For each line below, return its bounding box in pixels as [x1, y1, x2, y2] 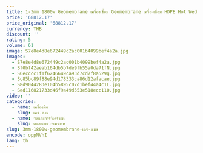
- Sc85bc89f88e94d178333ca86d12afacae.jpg [12, 76, 121, 82]
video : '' [6, 93, 32, 99]
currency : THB [6, 25, 42, 32]
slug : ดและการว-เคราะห [17, 121, 65, 127]
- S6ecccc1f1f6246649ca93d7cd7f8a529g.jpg [12, 70, 121, 76]
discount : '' [6, 31, 39, 37]
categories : [6, 98, 36, 104]
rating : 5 [6, 37, 32, 43]
